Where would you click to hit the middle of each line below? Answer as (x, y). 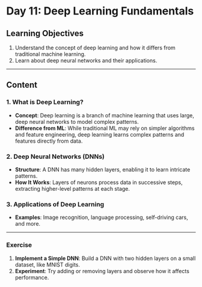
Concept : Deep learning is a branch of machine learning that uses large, (104, 115)
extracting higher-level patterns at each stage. (72, 188)
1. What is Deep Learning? (45, 102)
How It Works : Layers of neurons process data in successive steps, (99, 182)
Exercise (19, 245)
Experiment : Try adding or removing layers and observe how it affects (102, 271)
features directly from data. (49, 141)
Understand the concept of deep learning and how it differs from (95, 48)
